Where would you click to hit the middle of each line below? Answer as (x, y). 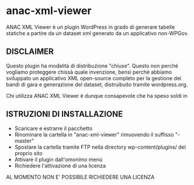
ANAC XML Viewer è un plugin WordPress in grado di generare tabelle (91, 27)
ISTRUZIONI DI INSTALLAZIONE (65, 114)
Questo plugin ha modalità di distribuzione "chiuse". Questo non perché (92, 66)
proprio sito (28, 153)
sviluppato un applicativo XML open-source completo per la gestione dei (94, 78)
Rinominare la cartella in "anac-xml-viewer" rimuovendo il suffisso (94, 134)
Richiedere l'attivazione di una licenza (60, 166)
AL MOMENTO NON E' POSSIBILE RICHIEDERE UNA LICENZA (80, 177)
